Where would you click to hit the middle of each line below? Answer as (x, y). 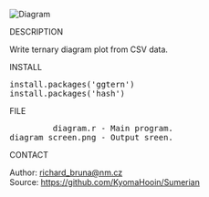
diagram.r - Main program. (113, 128)
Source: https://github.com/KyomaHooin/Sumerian (105, 182)
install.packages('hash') (68, 93)
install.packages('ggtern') (72, 84)
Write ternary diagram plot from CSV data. (89, 49)
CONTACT (29, 155)
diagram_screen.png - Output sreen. (91, 137)
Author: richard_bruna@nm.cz (66, 172)
